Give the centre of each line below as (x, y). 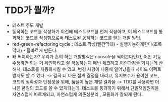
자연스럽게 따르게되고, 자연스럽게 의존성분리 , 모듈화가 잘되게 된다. (77, 94)
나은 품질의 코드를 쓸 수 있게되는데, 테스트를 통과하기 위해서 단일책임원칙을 (86, 88)
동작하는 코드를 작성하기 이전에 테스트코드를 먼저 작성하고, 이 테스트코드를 (85, 31)
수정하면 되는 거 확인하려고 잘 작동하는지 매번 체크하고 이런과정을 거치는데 (85, 63)
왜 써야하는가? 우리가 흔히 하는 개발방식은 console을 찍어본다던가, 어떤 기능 (87, 56)
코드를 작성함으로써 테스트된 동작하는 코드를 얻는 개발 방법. (83, 38)
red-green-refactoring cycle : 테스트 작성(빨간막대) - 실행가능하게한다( (83, 44)
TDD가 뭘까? (30, 10)
